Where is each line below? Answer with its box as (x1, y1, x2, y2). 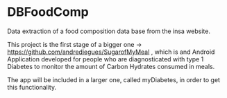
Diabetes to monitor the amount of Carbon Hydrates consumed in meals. (7, 62, 215, 70)
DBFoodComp (7, 4, 89, 20)
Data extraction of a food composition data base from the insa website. (7, 27, 210, 35)
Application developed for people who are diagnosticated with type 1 (7, 55, 204, 63)
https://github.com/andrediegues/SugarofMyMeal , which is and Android (7, 48, 215, 56)
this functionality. (7, 83, 57, 91)
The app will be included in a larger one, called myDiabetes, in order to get (7, 75, 221, 84)
